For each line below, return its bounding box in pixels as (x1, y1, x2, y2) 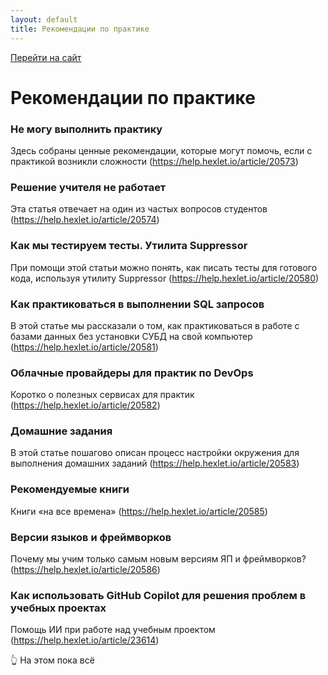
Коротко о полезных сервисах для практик (10, 389, 195, 401)
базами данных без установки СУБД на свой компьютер (10, 330, 253, 342)
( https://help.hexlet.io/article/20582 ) (10, 399, 161, 411)
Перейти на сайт (10, 51, 82, 63)
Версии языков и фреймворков (10, 530, 172, 544)
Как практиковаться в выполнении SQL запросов (10, 297, 265, 311)
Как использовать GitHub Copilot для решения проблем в (10, 588, 307, 602)
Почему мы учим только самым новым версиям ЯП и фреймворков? (10, 553, 307, 565)
